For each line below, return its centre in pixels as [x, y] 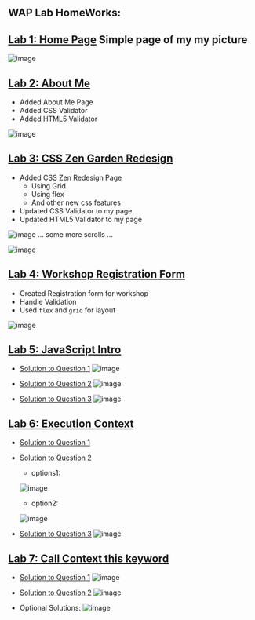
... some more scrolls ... [76, 234]
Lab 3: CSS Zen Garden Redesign [91, 159]
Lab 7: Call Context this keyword [89, 558]
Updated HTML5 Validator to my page [81, 219]
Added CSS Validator [53, 111]
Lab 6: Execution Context [71, 423]
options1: [46, 473]
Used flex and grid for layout [67, 310]
